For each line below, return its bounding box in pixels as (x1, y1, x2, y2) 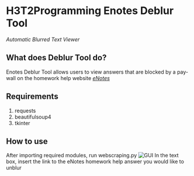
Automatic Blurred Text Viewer (6, 36, 80, 43)
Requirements (6, 92, 58, 102)
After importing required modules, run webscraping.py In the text (6, 152, 179, 159)
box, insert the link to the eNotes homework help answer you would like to (6, 158, 184, 165)
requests (14, 107, 36, 114)
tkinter (14, 119, 30, 126)
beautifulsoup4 (14, 113, 51, 120)
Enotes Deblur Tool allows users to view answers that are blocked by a (6, 68, 176, 75)
